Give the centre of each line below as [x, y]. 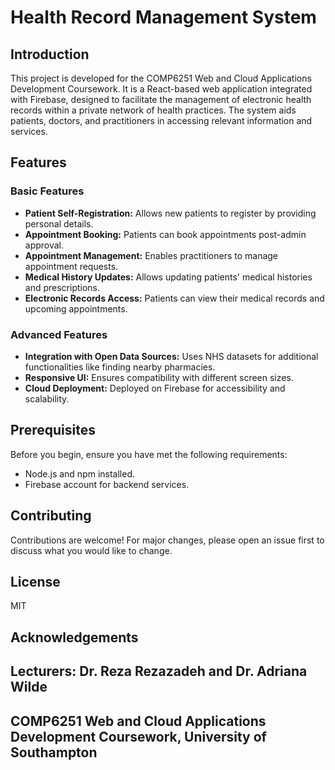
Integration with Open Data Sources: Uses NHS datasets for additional [171, 356]
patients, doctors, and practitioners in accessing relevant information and [161, 120]
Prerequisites [53, 430]
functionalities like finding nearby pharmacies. [120, 367]
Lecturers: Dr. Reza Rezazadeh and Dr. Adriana [159, 671]
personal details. [59, 223]
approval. [44, 245]
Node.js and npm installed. [80, 473]
